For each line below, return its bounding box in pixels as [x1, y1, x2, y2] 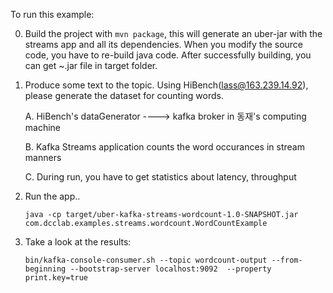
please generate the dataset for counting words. [24, 90, 224, 101]
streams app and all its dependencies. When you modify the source [24, 39, 304, 50]
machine [24, 122, 62, 133]
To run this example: [10, 9, 95, 20]
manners [24, 152, 62, 163]
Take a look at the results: [24, 236, 132, 248]
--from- [271, 255, 303, 265]
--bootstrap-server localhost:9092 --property [69, 264, 272, 274]
